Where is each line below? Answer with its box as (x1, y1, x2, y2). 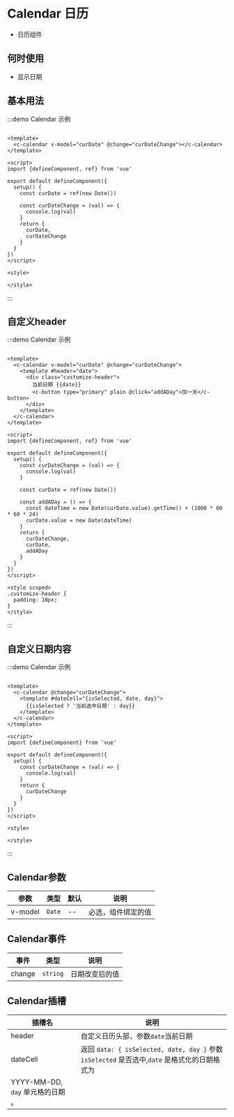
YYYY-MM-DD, (10, 1076, 63, 1086)
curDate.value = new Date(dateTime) (25, 517, 132, 524)
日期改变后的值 (70, 969, 120, 979)
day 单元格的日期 (10, 1087, 65, 1097)
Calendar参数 (7, 871, 66, 883)
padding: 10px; (13, 597, 58, 604)
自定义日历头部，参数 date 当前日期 (80, 1031, 193, 1041)
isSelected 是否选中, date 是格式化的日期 (80, 1055, 214, 1065)
